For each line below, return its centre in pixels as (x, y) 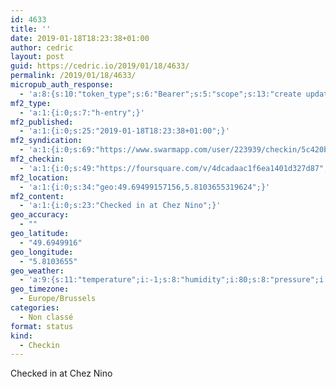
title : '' (31, 29)
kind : (21, 336)
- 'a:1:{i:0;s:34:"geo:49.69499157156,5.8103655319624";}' (145, 187)
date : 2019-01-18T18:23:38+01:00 (80, 38)
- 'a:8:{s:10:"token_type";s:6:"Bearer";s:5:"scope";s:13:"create (160, 94)
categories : (35, 308)
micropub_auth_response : (62, 85)
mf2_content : (37, 196)
